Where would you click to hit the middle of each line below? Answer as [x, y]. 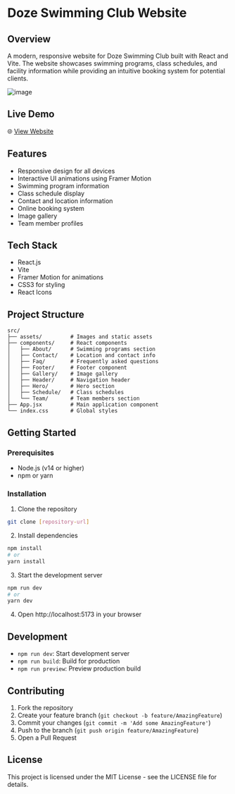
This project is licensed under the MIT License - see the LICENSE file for [112, 776]
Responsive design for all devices [66, 171]
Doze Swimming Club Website [97, 13]
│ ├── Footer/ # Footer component [68, 368]
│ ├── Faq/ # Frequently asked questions [83, 362]
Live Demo [31, 114]
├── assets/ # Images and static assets [80, 337]
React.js [29, 262]
